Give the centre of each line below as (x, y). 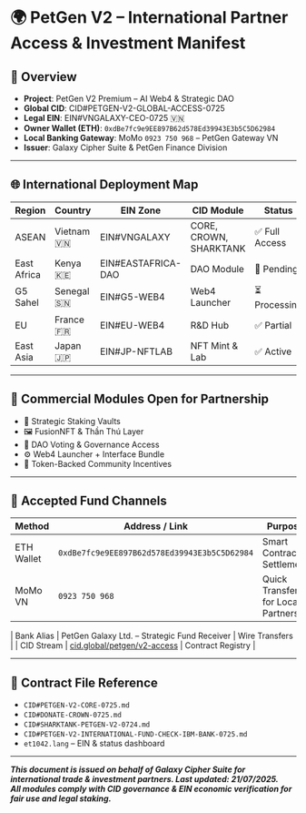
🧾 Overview (44, 77)
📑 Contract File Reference (84, 682)
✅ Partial (273, 325)
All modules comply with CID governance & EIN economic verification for (151, 789)
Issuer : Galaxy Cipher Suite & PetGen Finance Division (125, 147)
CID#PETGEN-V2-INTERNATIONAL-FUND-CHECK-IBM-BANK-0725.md (135, 735)
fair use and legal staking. (61, 798)
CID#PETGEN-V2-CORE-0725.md (76, 706)
